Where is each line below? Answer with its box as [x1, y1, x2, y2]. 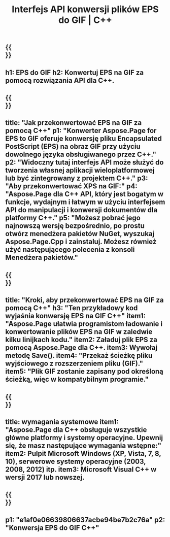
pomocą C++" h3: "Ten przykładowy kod [5, 304, 138, 313]
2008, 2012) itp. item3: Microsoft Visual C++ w [5, 465, 157, 474]
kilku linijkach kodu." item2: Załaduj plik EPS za [5, 335, 157, 344]
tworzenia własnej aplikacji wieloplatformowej [5, 166, 155, 175]
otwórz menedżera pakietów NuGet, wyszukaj [5, 229, 155, 238]
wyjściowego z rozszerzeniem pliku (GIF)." [5, 359, 144, 368]
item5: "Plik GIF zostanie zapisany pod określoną [5, 367, 164, 376]
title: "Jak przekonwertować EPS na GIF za [5, 118, 142, 127]
